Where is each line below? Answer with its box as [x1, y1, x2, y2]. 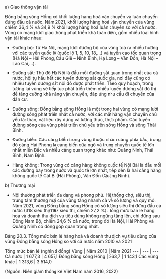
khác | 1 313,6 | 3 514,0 [5, 259, 52, 265]
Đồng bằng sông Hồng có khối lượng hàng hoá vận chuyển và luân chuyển [5, 14, 158, 19]
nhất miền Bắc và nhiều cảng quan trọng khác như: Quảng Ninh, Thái [12, 147, 154, 153]
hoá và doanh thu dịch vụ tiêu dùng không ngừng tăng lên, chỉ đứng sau [12, 213, 160, 219]
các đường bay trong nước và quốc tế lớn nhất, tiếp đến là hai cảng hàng [12, 167, 161, 173]
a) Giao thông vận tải [5, 4, 48, 10]
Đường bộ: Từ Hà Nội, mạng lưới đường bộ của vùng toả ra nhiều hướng [12, 45, 159, 50]
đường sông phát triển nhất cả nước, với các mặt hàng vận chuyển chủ [12, 111, 157, 117]
